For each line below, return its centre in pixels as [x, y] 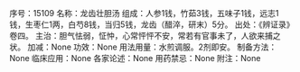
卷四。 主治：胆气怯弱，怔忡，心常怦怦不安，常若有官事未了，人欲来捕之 [145, 36]
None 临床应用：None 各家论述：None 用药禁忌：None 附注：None [135, 58]
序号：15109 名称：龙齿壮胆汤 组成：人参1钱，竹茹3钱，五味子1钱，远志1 [144, 13]
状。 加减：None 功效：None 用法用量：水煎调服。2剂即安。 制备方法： [143, 47]
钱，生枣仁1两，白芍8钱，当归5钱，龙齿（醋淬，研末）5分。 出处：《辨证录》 [152, 24]
